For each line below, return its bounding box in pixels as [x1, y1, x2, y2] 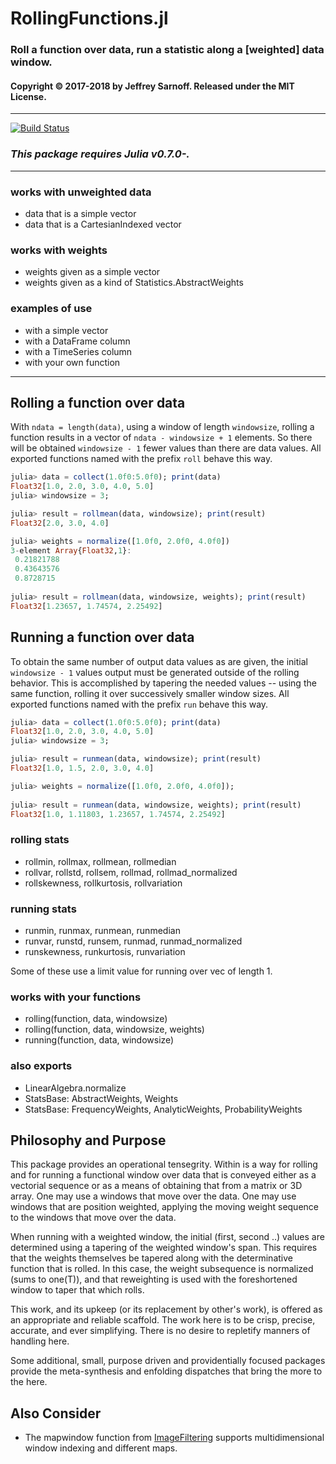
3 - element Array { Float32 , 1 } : [10, 545, 132, 556]
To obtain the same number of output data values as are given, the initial [10, 655, 308, 667]
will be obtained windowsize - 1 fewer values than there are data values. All [10, 442, 322, 454]
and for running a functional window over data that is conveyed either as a [10, 1169, 317, 1181]
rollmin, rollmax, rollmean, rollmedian [24, 855, 177, 867]
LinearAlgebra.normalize [24, 1082, 127, 1094]
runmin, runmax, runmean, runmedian [24, 924, 181, 936]
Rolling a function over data [10, 394, 186, 411]
